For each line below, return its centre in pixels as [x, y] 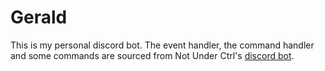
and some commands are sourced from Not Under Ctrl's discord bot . [152, 55]
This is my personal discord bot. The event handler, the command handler [162, 45]
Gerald [39, 17]
